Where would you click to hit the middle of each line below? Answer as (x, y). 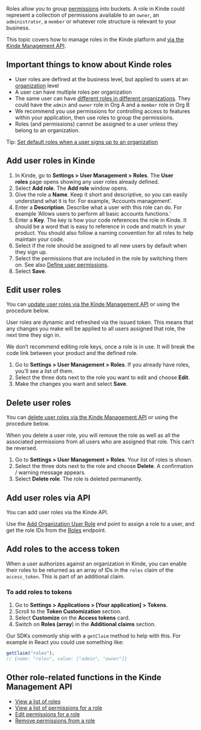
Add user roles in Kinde (51, 161)
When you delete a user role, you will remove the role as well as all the (93, 436)
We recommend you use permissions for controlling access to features (102, 111)
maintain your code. (40, 239)
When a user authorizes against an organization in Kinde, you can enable (97, 564)
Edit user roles (34, 290)
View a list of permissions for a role (58, 708)
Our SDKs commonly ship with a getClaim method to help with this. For (94, 636)
